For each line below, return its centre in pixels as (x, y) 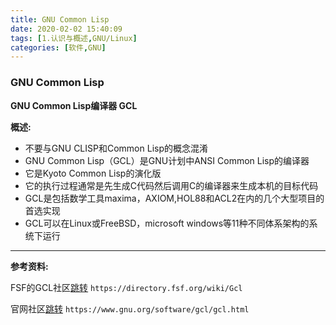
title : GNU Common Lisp (60, 19)
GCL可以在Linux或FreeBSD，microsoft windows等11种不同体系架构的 (167, 223)
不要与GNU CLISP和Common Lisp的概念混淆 (116, 148)
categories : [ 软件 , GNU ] (58, 47)
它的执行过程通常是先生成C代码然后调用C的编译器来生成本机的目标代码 (171, 185)
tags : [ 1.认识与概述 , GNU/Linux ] (74, 38)
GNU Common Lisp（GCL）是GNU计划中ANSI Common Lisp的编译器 (167, 160)
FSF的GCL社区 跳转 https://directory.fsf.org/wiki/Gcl (126, 287)
